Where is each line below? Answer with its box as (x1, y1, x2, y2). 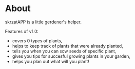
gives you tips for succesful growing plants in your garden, (12, 53, 131, 59)
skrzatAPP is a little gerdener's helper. (5, 19, 82, 25)
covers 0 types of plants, (12, 37, 62, 44)
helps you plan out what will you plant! (12, 58, 89, 64)
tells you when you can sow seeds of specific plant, (12, 48, 116, 54)
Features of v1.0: (5, 28, 39, 34)
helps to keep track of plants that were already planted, (12, 43, 123, 49)
